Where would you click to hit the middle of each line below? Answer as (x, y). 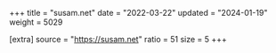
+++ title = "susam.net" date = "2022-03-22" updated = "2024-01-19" (138, 13)
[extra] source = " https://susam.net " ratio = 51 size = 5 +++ (118, 39)
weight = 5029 (36, 22)
